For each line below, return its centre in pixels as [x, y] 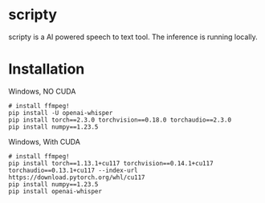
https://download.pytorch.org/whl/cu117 [77, 177]
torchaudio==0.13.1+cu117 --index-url [73, 170]
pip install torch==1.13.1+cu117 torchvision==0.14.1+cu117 [111, 163]
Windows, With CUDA [44, 141]
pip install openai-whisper [55, 191]
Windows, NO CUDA [42, 91]
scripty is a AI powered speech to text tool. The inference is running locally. [133, 37]
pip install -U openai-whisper [61, 113]
